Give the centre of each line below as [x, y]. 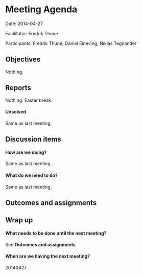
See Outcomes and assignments [40, 244]
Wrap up [19, 220]
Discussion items [33, 139]
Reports [18, 88]
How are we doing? [26, 152]
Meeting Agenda [41, 9]
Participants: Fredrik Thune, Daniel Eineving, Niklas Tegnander [71, 43]
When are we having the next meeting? [48, 256]
